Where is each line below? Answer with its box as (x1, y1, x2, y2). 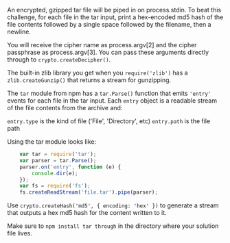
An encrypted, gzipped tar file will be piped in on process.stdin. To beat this (7, 6, 222, 14)
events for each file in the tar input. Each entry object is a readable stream (7, 97, 218, 105)
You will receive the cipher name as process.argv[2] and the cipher (7, 41, 197, 49)
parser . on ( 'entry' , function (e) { (19, 164, 122, 170)
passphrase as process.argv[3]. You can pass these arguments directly (7, 48, 209, 56)
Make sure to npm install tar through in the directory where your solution (7, 222, 219, 230)
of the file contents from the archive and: (7, 104, 123, 112)
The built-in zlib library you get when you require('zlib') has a (7, 68, 188, 77)
